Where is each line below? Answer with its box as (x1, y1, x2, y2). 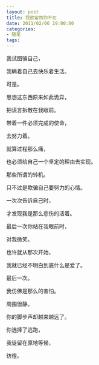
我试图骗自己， (6, 55, 43, 61)
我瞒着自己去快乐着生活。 (6, 68, 70, 75)
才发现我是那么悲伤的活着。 (6, 210, 75, 217)
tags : (6, 37, 20, 43)
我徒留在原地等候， (6, 339, 54, 346)
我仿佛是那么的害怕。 (6, 287, 59, 294)
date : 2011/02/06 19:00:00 (6, 20, 74, 26)
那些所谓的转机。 (6, 171, 49, 178)
